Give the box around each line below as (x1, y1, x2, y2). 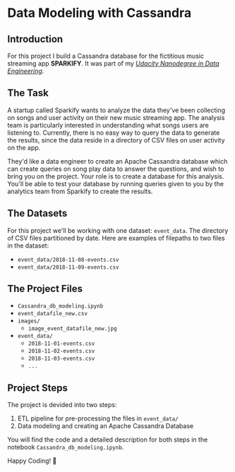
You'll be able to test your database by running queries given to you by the (7, 179, 224, 188)
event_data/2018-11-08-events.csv (17, 256, 119, 263)
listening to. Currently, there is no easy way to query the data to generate (7, 128, 220, 137)
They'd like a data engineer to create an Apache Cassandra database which (7, 157, 228, 165)
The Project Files (7, 283, 83, 295)
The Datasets (7, 207, 68, 219)
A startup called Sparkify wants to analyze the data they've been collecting (7, 106, 226, 114)
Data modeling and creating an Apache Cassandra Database (17, 422, 194, 430)
